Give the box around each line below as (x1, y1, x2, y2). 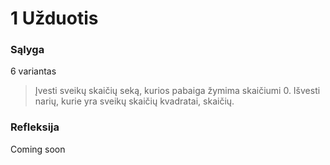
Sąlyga (10, 43, 45, 57)
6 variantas (10, 65, 57, 77)
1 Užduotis (10, 7, 99, 30)
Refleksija (10, 120, 60, 134)
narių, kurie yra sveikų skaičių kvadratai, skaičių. (34, 95, 235, 107)
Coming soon (10, 143, 66, 155)
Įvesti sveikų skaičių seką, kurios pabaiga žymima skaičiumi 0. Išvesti (34, 85, 321, 97)
